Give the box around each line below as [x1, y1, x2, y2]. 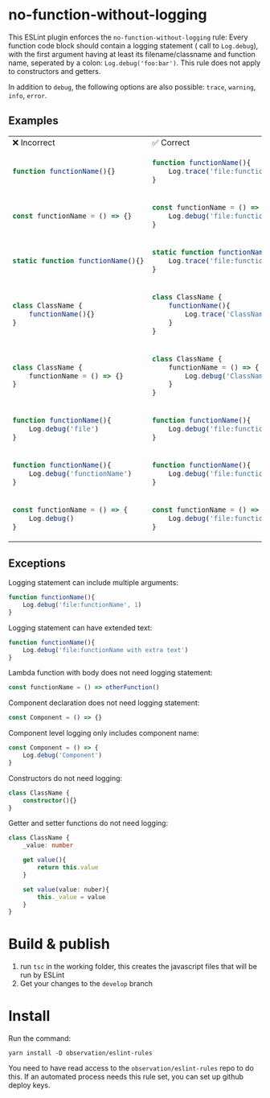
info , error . [8, 90, 47, 100]
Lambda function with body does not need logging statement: [8, 668, 213, 678]
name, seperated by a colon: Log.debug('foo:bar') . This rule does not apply [8, 58, 261, 68]
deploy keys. [8, 1080, 51, 1090]
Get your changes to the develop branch [19, 979, 153, 989]
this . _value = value [37, 893, 106, 901]
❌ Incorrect [12, 137, 55, 148]
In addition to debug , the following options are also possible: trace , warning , [8, 82, 256, 92]
